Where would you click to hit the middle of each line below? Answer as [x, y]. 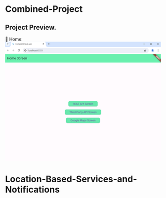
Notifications [33, 190]
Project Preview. [31, 27]
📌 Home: [14, 39]
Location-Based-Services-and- [71, 179]
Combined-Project [44, 9]
